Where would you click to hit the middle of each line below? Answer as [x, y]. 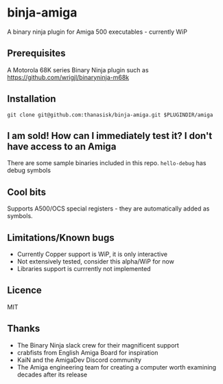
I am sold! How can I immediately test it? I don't [110, 136]
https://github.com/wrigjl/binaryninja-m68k [68, 77]
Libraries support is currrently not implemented [84, 269]
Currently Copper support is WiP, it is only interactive [92, 254]
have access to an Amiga [62, 146]
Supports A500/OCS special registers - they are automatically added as [108, 209]
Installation [32, 99]
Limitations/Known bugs [61, 238]
